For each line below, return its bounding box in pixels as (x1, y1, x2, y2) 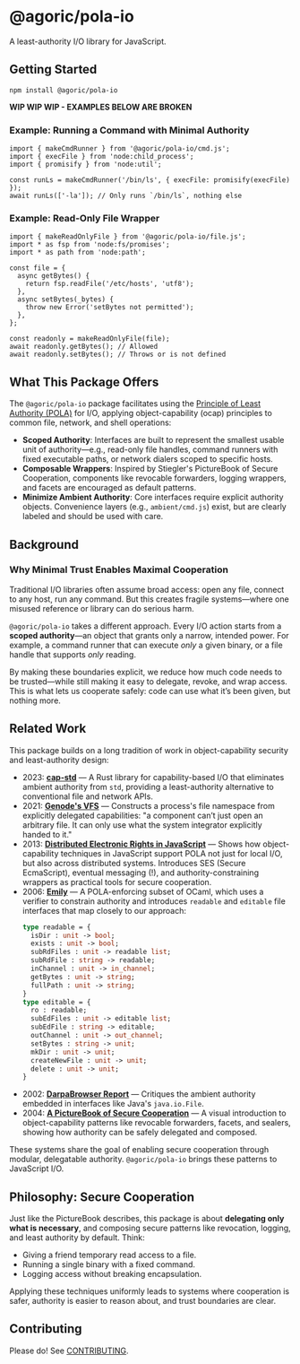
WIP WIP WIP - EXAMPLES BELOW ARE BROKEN (9, 101, 193, 112)
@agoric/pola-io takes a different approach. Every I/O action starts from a (9, 621, 282, 631)
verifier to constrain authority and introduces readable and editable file (21, 895, 287, 907)
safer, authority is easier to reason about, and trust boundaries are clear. (9, 1296, 276, 1307)
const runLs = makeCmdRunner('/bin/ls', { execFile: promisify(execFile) (9, 176, 291, 185)
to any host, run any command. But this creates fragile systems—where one (9, 594, 289, 604)
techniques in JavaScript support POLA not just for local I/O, (60, 847, 283, 858)
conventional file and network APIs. (21, 791, 154, 802)
